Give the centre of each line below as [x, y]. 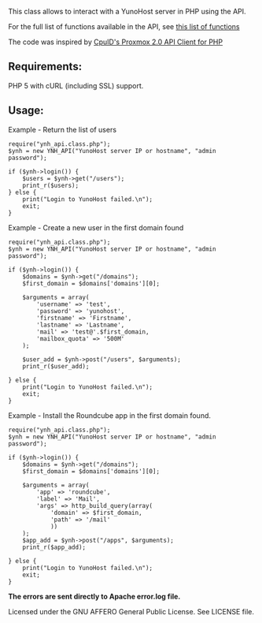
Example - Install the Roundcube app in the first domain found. [109, 415]
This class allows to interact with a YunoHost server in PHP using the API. [127, 11]
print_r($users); [51, 185]
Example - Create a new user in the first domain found [96, 227]
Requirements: [45, 67]
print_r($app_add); [54, 547]
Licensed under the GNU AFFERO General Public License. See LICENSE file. [131, 611]
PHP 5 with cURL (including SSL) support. [76, 85]
